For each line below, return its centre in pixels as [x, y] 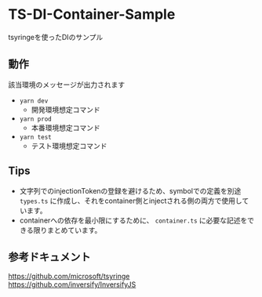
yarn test [36, 137]
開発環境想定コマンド [65, 109]
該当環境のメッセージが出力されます [67, 85]
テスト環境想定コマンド [69, 146]
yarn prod [36, 119]
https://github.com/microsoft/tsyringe [69, 277]
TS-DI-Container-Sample [92, 14]
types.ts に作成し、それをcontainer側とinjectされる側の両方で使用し [131, 201]
